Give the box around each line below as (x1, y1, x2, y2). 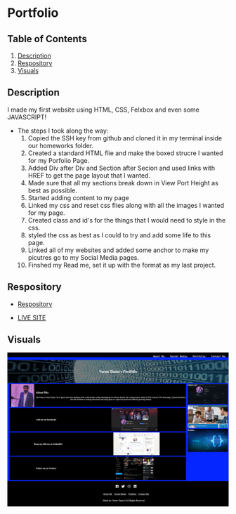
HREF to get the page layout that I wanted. (27, 171, 151, 180)
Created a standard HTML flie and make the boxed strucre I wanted (27, 149, 223, 157)
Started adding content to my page (27, 193, 129, 202)
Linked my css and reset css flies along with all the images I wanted (27, 201, 225, 209)
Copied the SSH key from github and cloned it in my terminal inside (27, 133, 223, 142)
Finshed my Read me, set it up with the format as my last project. (27, 261, 216, 269)
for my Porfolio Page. (27, 156, 90, 164)
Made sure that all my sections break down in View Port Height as (27, 178, 219, 187)
